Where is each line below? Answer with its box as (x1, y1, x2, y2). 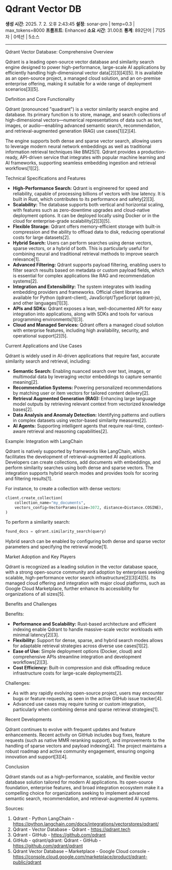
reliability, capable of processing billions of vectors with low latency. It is (12, 190, 165, 197)
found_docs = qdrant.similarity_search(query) (5, 529, 106, 534)
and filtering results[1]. (5, 475, 53, 482)
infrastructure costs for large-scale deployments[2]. (12, 670, 123, 677)
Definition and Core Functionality (5, 96, 75, 102)
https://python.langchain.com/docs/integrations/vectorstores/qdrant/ (12, 821, 159, 827)
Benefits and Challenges (5, 601, 57, 607)
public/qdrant (12, 859, 42, 865)
